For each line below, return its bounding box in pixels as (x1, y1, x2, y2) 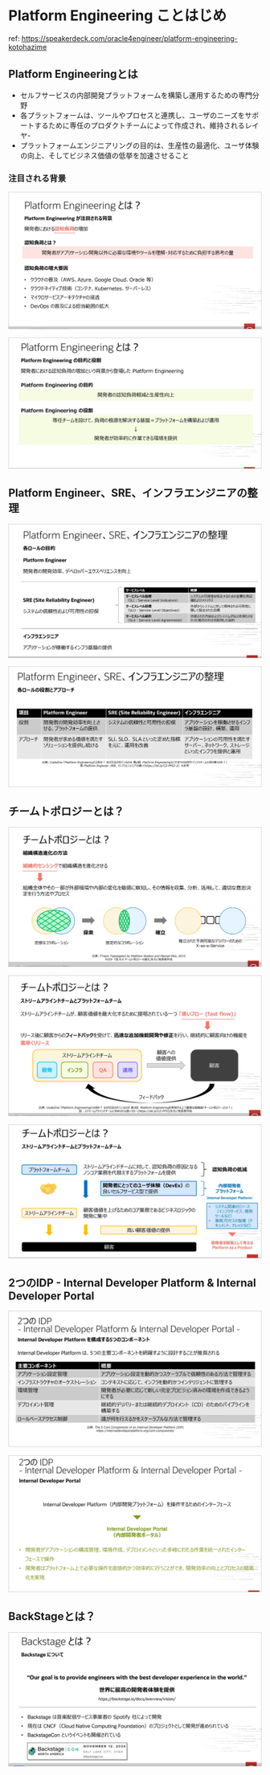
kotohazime (8, 42, 47, 51)
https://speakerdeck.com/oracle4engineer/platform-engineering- (21, 33, 239, 43)
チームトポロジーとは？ (8, 804, 125, 819)
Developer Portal (8, 1289, 95, 1303)
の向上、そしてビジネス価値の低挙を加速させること (19, 150, 190, 160)
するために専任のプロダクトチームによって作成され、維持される (34, 121, 245, 130)
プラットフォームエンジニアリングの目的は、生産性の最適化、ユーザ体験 (19, 141, 260, 150)
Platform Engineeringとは (8, 67, 138, 81)
